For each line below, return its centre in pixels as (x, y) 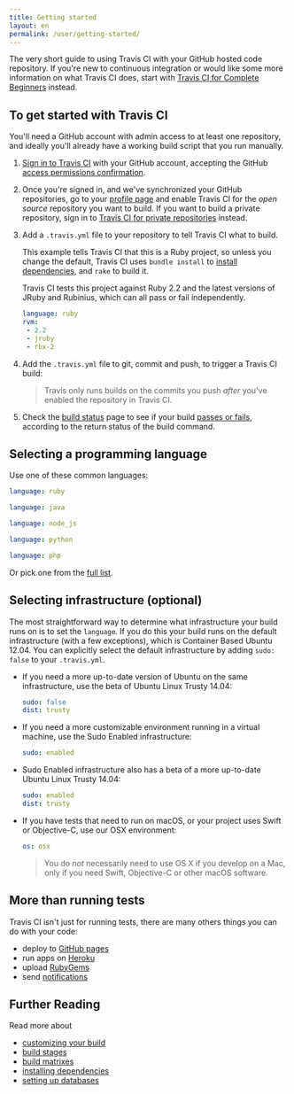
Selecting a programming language (108, 454)
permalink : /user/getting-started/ (75, 34)
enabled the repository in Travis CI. (108, 400)
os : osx (36, 846)
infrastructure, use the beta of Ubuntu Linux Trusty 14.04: (127, 686)
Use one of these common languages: (79, 476)
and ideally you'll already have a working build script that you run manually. (147, 146)
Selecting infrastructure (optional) (106, 600)
